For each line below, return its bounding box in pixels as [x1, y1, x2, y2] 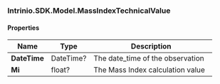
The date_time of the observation [93, 53, 204, 63]
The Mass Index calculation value [93, 65, 205, 75]
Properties [7, 23, 40, 32]
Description [130, 41, 172, 51]
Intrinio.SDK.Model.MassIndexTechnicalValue [7, 6, 171, 16]
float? [51, 65, 70, 75]
